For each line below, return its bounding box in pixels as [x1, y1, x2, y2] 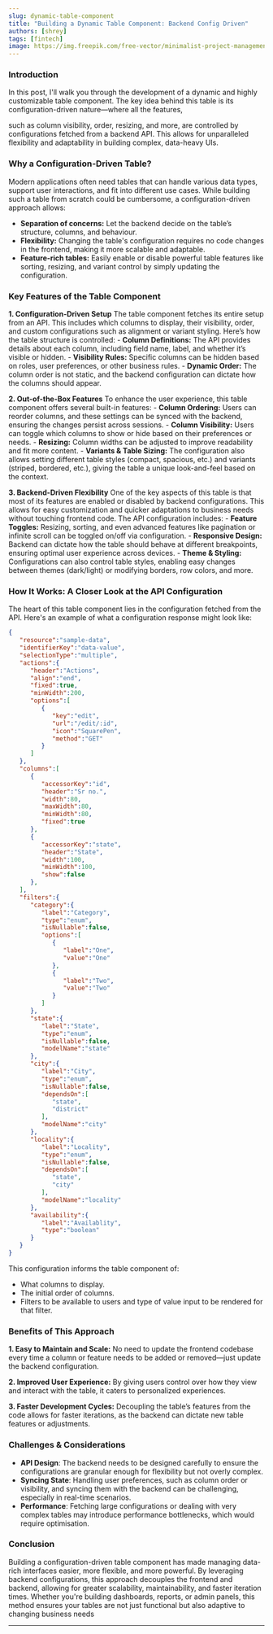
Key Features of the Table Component [8, 291, 161, 302]
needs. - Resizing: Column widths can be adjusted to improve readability [8, 437, 253, 448]
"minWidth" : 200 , [29, 689, 85, 697]
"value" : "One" [63, 954, 111, 962]
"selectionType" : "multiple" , [19, 651, 118, 659]
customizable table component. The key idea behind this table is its [8, 96, 234, 106]
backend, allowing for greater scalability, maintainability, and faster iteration [8, 1583, 262, 1592]
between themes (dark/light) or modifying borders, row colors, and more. [8, 566, 253, 575]
